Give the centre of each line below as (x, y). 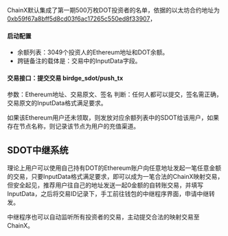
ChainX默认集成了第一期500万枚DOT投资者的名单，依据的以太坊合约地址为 (113, 10)
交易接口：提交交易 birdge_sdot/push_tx (65, 78)
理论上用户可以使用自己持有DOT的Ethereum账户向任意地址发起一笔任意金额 (114, 168)
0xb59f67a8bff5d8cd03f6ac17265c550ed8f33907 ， (82, 19)
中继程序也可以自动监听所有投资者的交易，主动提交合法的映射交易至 (103, 217)
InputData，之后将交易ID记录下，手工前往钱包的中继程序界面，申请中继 (108, 194)
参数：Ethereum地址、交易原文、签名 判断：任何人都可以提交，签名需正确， (115, 94)
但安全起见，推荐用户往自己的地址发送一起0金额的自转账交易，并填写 (105, 185)
